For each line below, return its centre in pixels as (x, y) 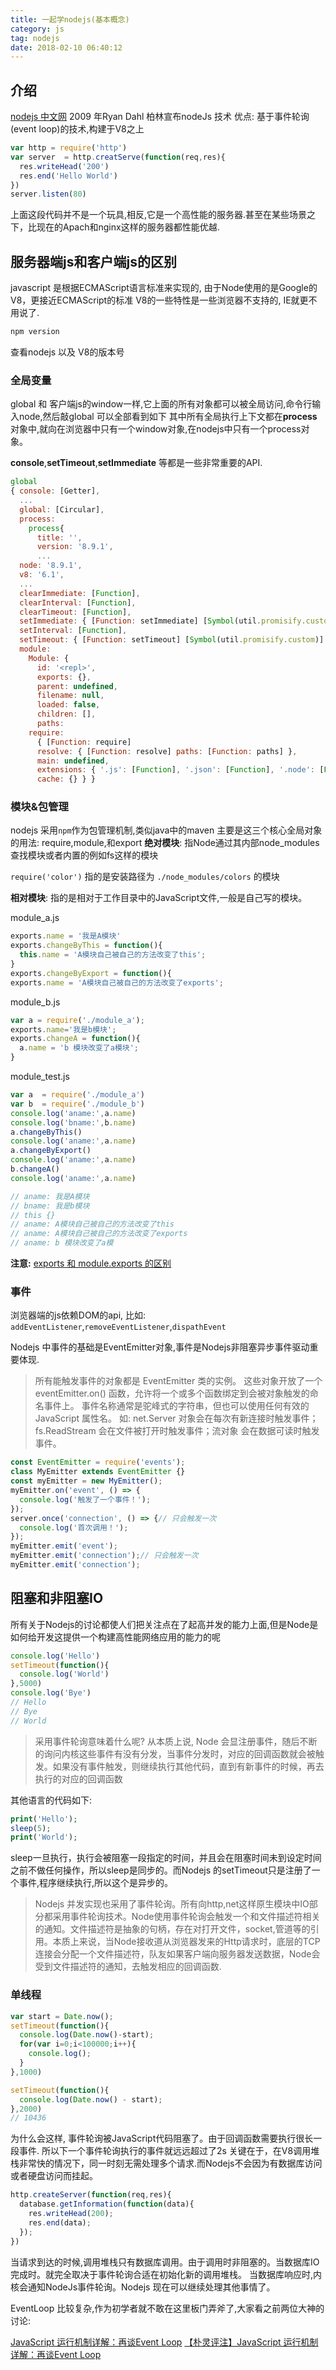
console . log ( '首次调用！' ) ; (74, 1527)
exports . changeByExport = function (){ (91, 973)
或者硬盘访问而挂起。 (54, 2176)
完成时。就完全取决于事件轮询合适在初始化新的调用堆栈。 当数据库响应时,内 (166, 2274)
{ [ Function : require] (84, 742)
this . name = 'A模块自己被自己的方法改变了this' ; (113, 955)
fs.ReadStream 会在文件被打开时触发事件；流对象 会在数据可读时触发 (177, 1431)
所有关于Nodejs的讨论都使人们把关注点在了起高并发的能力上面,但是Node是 (164, 1624)
